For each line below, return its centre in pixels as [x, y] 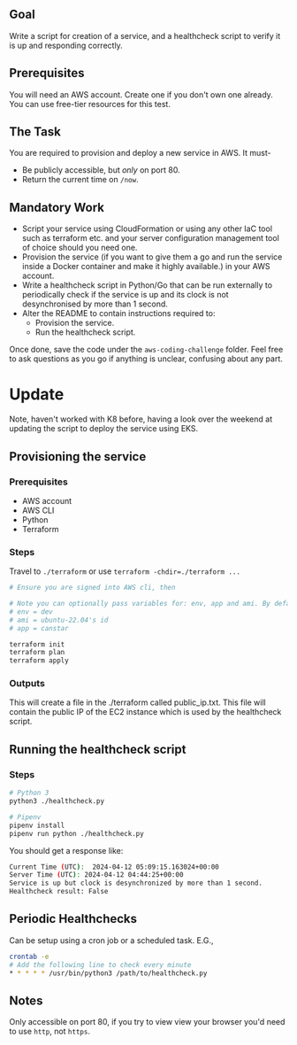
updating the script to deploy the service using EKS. [104, 429]
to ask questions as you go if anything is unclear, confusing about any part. [146, 359]
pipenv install [37, 825]
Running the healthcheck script [98, 749]
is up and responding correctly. [66, 45]
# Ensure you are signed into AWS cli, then [92, 588]
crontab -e [29, 956]
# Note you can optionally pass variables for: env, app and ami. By [140, 604]
